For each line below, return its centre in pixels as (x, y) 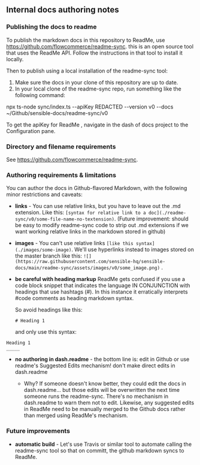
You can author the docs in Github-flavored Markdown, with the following (97, 188)
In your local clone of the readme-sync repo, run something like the (98, 89)
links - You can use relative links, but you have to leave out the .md (98, 206)
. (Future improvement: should (151, 219)
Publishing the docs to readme (51, 27)
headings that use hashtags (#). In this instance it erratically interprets (101, 292)
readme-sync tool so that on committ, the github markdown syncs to (99, 450)
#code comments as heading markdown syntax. (74, 298)
